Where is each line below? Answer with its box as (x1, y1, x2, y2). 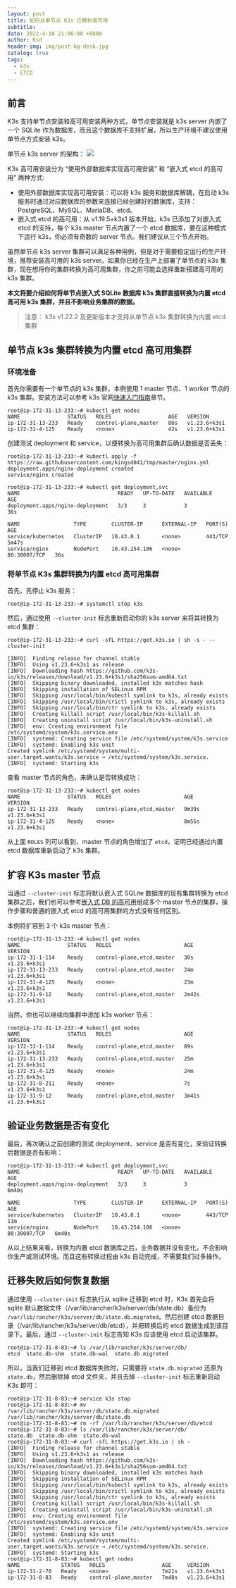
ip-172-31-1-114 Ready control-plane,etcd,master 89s (7, 1043, 194, 1050)
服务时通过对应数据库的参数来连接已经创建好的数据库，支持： (17, 197, 197, 206)
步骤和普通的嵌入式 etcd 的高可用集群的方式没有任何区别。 (13, 907, 185, 915)
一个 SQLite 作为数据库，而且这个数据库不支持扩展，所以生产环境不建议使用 (7, 126, 228, 135)
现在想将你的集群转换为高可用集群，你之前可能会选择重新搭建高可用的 (19, 265, 223, 273)
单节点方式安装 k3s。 (7, 135, 69, 143)
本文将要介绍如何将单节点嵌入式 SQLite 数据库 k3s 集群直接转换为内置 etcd (7, 289, 226, 297)
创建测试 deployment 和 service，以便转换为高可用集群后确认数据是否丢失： (7, 439, 229, 447)
